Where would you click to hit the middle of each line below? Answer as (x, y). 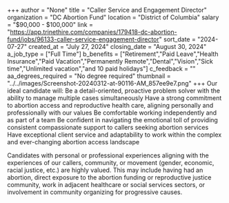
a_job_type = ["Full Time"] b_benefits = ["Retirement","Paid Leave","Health (113, 54)
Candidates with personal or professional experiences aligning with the (108, 155)
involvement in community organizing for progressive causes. (95, 192)
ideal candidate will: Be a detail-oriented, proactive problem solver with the (114, 90)
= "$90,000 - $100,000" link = (50, 25)
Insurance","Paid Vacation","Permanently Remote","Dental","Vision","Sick (110, 61)
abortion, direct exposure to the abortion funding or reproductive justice (109, 177)
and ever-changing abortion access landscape (73, 142)
